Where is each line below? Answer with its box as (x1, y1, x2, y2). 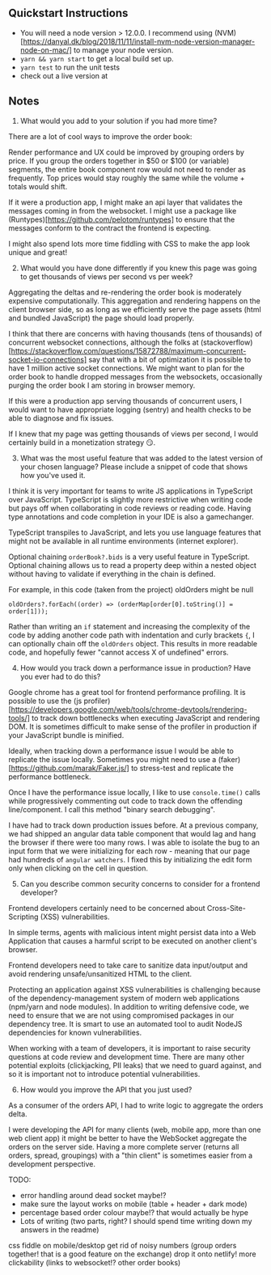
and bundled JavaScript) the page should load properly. (8, 313, 195, 323)
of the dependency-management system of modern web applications (8, 993, 240, 1002)
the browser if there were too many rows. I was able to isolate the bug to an (8, 837, 260, 847)
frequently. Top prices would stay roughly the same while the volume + (8, 173, 245, 183)
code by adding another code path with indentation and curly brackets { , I (8, 630, 255, 640)
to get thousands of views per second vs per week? (19, 271, 193, 282)
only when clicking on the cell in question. (8, 863, 148, 873)
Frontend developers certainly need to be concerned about (8, 903, 205, 913)
